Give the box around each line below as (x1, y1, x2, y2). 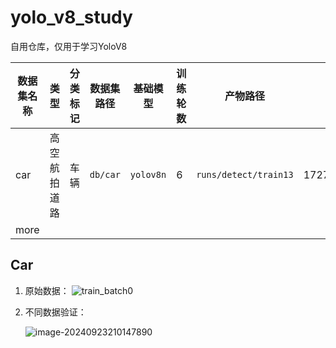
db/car (89, 169, 121, 180)
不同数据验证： (24, 306, 87, 318)
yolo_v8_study (10, 6, 133, 29)
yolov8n (129, 169, 167, 180)
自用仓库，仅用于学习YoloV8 (10, 40, 128, 52)
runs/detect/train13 (196, 169, 294, 180)
